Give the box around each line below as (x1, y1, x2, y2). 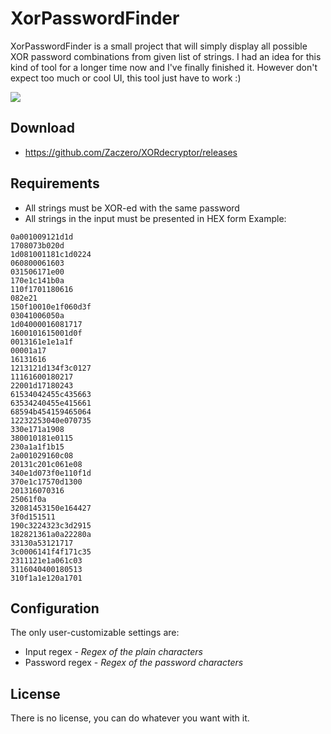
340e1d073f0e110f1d (10, 468, 92, 478)
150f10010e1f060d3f (10, 302, 92, 312)
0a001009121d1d (10, 232, 74, 242)
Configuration (10, 600, 100, 617)
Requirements (10, 175, 100, 192)
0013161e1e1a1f (10, 337, 74, 347)
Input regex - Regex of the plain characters (24, 646, 203, 658)
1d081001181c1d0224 (10, 249, 92, 259)
